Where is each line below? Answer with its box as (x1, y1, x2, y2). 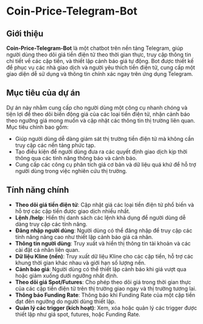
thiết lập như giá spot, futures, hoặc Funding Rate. (15, 311, 141, 318)
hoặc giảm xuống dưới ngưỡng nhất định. (15, 272, 119, 279)
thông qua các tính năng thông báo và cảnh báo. (15, 154, 137, 161)
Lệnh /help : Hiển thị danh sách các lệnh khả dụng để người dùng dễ (15, 214, 186, 221)
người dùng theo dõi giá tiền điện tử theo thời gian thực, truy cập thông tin (6, 51, 191, 58)
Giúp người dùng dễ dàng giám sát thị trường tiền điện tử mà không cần (15, 135, 194, 142)
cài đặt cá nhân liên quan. (15, 246, 80, 253)
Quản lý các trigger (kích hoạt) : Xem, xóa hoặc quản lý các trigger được (15, 304, 198, 311)
